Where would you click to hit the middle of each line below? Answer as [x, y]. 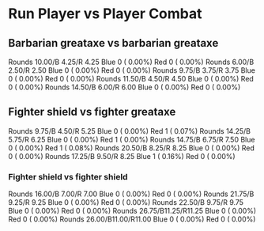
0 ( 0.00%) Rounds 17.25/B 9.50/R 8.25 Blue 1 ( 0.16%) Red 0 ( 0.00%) [122, 156]
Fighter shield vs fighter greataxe [92, 112]
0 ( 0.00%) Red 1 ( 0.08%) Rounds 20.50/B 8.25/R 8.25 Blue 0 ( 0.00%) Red [132, 148]
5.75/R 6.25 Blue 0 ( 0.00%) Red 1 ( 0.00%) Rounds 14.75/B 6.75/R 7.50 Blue [132, 139]
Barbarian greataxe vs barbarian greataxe [113, 43]
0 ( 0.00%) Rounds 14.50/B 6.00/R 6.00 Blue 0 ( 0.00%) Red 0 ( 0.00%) [124, 87]
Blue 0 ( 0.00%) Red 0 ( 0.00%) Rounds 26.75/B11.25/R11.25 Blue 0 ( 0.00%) [132, 211]
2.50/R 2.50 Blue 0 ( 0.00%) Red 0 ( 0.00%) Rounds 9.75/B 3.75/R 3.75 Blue [132, 70]
